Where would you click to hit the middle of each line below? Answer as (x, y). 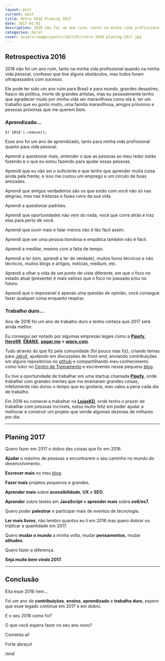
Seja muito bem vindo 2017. (34, 559)
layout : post (18, 10)
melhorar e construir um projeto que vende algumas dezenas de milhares (79, 412)
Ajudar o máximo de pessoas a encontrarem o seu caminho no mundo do (80, 458)
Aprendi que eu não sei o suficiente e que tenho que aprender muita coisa (80, 171)
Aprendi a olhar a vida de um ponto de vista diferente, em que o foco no (78, 273)
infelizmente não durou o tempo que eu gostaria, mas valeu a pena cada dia (82, 387)
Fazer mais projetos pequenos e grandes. (47, 483)
